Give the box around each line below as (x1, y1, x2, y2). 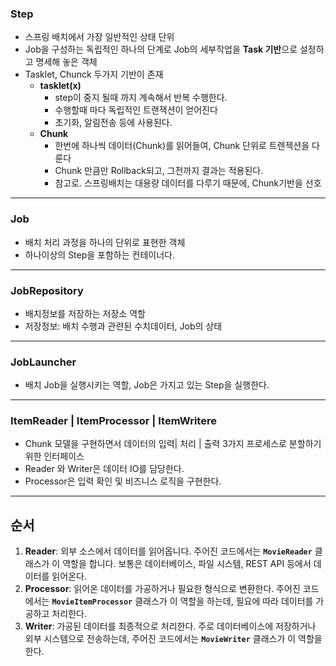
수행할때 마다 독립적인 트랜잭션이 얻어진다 (54, 104, 218, 116)
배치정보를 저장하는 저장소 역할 (24, 307, 146, 319)
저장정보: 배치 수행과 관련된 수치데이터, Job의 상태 (24, 320, 223, 332)
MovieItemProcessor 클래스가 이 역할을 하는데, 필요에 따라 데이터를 (51, 595, 314, 607)
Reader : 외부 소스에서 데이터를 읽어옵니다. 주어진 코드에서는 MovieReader (24, 545, 313, 557)
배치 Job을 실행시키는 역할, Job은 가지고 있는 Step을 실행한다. (24, 379, 270, 391)
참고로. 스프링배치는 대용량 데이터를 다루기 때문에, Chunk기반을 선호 (54, 177, 322, 189)
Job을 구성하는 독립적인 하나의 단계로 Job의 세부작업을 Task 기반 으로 (24, 43, 298, 56)
